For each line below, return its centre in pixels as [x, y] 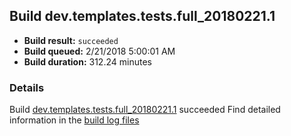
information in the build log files [74, 120]
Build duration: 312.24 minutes [87, 61]
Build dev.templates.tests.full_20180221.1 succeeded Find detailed [145, 110]
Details [27, 87]
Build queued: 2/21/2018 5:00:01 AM [99, 51]
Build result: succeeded [71, 40]
